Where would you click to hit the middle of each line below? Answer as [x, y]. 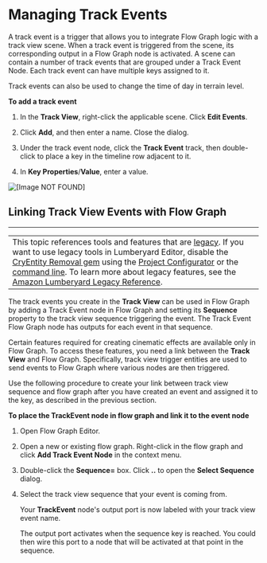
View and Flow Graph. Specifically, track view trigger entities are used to [128, 359]
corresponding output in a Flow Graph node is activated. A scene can [122, 53]
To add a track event [43, 101]
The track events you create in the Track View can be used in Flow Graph [129, 301]
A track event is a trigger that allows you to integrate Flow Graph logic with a [133, 37]
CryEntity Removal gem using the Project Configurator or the [126, 262]
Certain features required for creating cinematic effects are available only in [132, 342]
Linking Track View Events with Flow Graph [118, 212]
